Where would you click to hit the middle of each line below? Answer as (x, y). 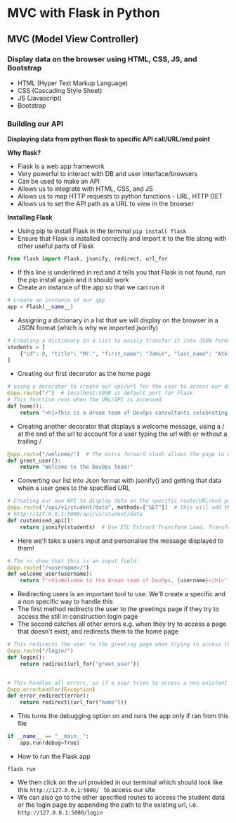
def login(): (26, 657)
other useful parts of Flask (55, 246)
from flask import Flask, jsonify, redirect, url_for (88, 259)
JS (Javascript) (39, 98)
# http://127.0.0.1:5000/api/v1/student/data (75, 514)
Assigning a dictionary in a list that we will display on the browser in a (118, 320)
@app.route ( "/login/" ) (40, 651)
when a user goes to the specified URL (74, 488)
